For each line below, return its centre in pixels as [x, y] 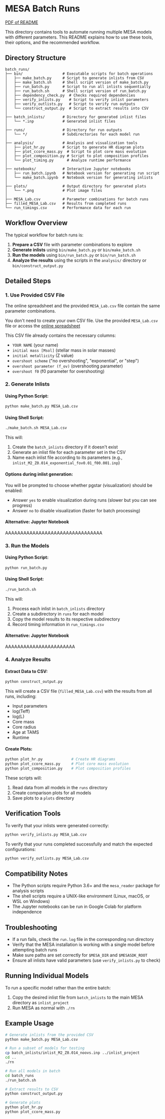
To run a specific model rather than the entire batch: [58, 987]
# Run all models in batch [33, 1071]
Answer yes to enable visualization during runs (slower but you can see [84, 500]
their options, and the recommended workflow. [52, 42]
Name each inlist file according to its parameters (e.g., [67, 457]
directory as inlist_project [40, 1002]
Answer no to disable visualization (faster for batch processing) [76, 510]
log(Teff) [21, 711]
